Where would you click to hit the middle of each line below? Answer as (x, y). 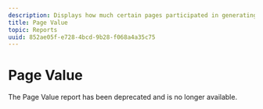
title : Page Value (38, 23)
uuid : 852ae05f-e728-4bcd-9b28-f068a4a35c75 (82, 37)
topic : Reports (33, 30)
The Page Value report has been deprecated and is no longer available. (122, 97)
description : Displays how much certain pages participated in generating (133, 15)
